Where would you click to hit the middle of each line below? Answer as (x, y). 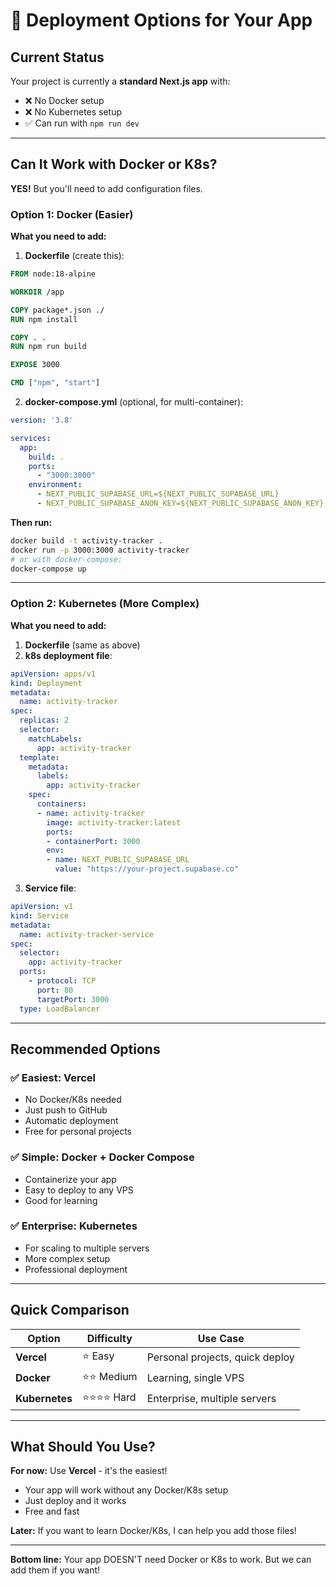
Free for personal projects (78, 1131)
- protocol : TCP (62, 981)
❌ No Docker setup (64, 100)
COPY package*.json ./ (57, 310)
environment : (55, 485)
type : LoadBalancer (60, 1009)
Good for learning (61, 1200)
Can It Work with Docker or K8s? (114, 164)
